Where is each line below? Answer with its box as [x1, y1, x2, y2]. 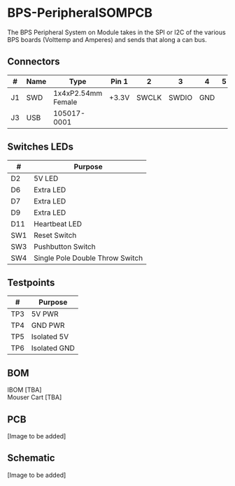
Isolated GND [31, 343, 76, 353]
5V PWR [31, 309, 59, 319]
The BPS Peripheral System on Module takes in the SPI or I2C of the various [7, 28, 226, 36]
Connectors [7, 56, 61, 68]
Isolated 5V [31, 332, 69, 342]
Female [53, 97, 78, 106]
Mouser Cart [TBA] [7, 393, 62, 401]
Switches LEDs [7, 141, 74, 153]
